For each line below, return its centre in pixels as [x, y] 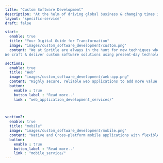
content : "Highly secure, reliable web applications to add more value [83, 81]
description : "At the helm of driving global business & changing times [80, 14]
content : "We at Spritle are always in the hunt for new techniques [80, 50]
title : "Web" [23, 72]
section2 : [15, 117]
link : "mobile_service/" [40, 153]
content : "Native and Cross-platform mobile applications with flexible [84, 135]
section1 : [15, 63]
